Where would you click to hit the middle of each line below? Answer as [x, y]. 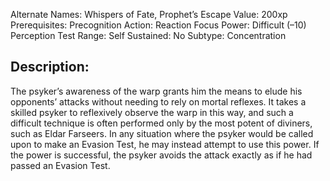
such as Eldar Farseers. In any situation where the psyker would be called [162, 133]
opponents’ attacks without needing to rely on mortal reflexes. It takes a [158, 101]
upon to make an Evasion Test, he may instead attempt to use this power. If [165, 144]
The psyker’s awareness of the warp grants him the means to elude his [156, 91]
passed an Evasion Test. [60, 165]
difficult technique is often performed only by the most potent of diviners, [161, 123]
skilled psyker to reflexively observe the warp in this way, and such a [152, 112]
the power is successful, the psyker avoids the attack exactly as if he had [161, 155]
